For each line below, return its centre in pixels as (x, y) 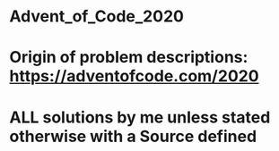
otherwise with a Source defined (133, 136)
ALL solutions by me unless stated (140, 117)
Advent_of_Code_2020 (96, 17)
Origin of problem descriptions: (129, 58)
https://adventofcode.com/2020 (134, 76)
